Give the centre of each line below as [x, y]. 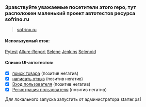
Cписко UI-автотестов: [29, 63]
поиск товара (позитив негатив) [45, 73]
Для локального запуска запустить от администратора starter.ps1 [73, 99]
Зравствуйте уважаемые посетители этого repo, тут [71, 7]
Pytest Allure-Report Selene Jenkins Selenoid [50, 52]
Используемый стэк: [27, 40]
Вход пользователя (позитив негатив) [51, 84]
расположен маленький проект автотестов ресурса [70, 13]
